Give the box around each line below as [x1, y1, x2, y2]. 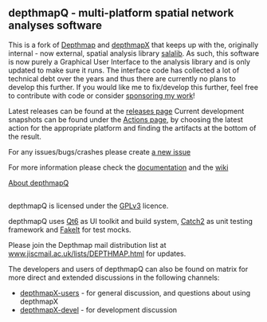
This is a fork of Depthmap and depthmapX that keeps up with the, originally [8, 40, 259, 49]
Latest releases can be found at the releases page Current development [8, 106, 245, 116]
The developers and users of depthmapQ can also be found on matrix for [8, 265, 249, 274]
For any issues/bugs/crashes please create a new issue [8, 147, 191, 156]
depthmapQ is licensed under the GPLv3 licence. [8, 201, 169, 210]
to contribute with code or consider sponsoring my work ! [8, 91, 195, 100]
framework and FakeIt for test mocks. [8, 225, 132, 234]
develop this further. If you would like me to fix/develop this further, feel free [8, 82, 259, 92]
